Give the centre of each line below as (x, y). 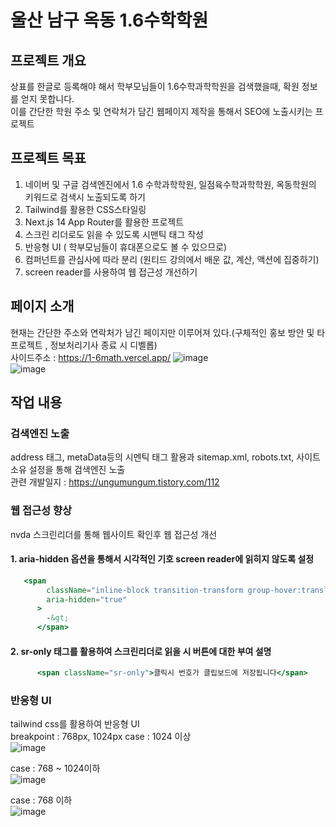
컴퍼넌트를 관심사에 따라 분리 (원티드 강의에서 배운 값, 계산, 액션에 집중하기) (172, 259)
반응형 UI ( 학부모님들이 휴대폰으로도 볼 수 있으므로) (126, 247)
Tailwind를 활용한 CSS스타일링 (85, 209)
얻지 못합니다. (47, 99)
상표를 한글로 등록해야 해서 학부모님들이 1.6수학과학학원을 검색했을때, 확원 (155, 86)
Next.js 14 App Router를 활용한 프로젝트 (104, 222)
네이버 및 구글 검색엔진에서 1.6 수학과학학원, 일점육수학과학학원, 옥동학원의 (170, 184)
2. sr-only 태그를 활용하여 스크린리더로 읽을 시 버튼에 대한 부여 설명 (141, 651)
